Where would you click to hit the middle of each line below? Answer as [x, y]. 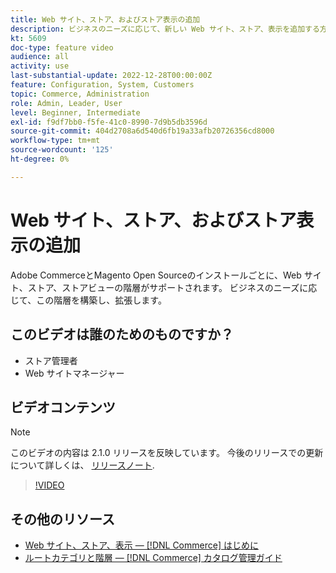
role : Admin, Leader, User [66, 103]
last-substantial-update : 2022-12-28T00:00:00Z [111, 76]
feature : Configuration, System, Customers [102, 85]
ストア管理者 [51, 360]
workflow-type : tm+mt [55, 141]
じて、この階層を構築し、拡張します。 [88, 300]
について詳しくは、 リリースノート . [82, 465]
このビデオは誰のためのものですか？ [122, 334]
